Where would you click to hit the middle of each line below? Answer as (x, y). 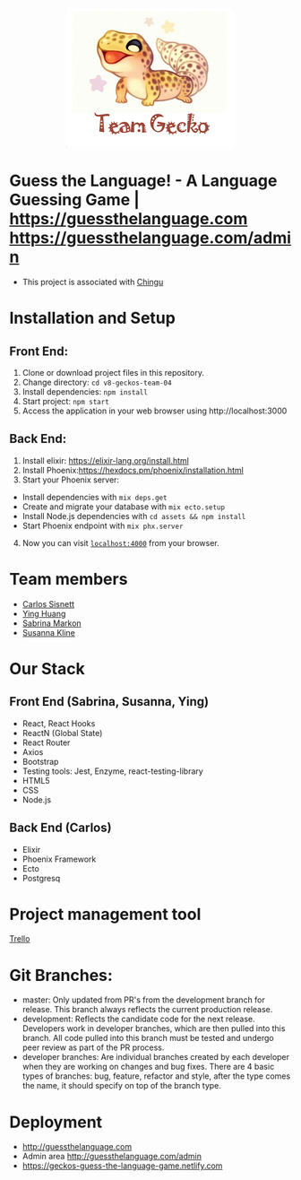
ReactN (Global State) (62, 733)
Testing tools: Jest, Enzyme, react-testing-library (112, 771)
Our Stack (47, 668)
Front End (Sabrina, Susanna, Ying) (109, 702)
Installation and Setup (93, 318)
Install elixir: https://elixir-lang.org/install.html (106, 460)
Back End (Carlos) (60, 828)
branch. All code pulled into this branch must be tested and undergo (148, 1038)
